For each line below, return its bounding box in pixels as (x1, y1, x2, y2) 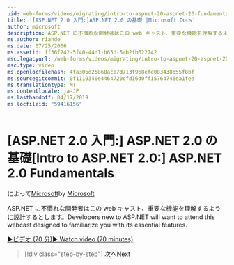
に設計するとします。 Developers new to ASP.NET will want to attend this (7, 213, 215, 221)
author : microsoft (7, 23, 61, 30)
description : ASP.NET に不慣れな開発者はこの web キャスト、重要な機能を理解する (7, 29, 224, 37)
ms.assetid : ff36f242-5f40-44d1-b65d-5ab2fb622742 (7, 49, 157, 56)
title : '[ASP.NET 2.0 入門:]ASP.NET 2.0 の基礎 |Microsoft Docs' (7, 17, 196, 24)
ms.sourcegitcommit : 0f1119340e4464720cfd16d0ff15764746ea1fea (7, 74, 195, 82)
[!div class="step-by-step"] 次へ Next (24, 250, 131, 258)
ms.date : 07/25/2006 (7, 42, 68, 49)
